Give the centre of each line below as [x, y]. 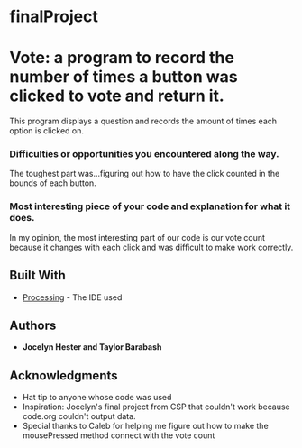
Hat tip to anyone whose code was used [97, 398]
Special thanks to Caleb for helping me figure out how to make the [145, 426]
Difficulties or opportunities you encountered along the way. [144, 154]
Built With [37, 275]
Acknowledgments [64, 375]
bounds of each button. [53, 183]
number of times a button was [124, 77]
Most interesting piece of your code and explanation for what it [150, 206]
